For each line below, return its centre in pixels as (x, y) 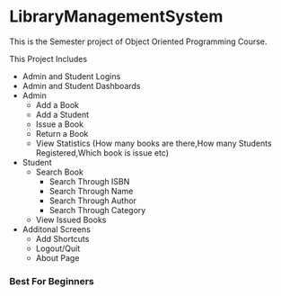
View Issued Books (71, 220)
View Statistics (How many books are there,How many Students (154, 143)
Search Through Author (93, 201)
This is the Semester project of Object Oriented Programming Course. (138, 41)
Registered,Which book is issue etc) (102, 152)
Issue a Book (59, 124)
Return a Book (62, 133)
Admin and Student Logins (71, 76)
